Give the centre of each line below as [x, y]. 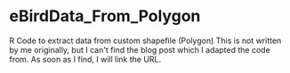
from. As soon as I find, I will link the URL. [85, 59]
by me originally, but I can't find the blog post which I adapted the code [140, 49]
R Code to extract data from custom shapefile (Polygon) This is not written [145, 40]
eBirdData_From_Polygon [105, 16]
